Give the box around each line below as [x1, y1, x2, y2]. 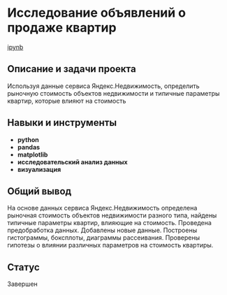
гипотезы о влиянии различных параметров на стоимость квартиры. [7, 241, 214, 250]
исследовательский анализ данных [17, 157, 128, 166]
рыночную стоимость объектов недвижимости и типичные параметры [7, 89, 220, 97]
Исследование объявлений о [7, 5, 186, 21]
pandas [17, 143, 41, 151]
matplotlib [17, 150, 48, 159]
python [17, 135, 40, 144]
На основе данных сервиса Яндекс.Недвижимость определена [7, 204, 198, 213]
